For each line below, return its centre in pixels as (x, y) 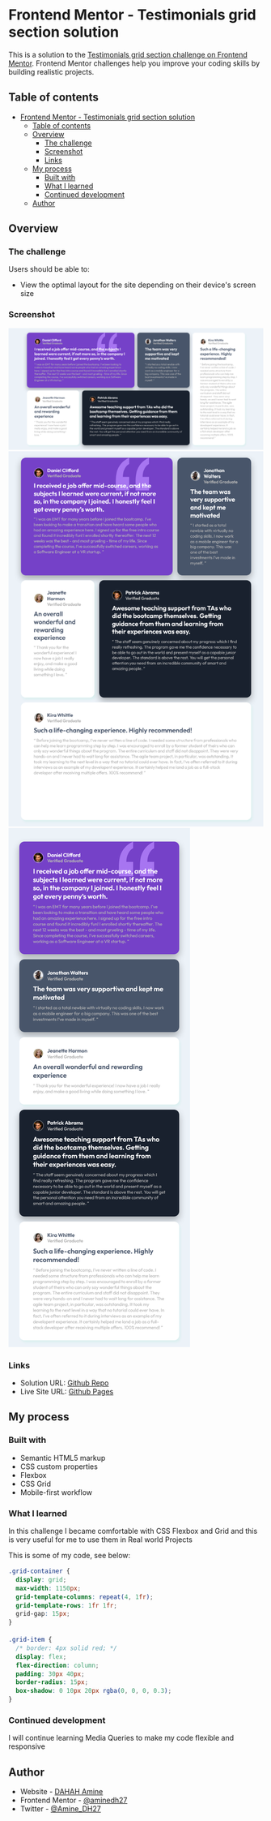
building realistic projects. (51, 71)
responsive (27, 1746)
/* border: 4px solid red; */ (66, 1648)
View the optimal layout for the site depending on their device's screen (138, 285)
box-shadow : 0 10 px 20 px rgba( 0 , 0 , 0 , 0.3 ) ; (94, 1691)
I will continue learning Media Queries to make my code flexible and (121, 1738)
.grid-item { (30, 1640)
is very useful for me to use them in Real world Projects (100, 1540)
